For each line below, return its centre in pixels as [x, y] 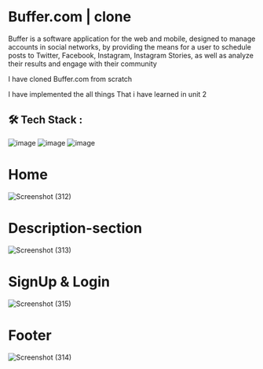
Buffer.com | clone [70, 17]
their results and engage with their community [82, 64]
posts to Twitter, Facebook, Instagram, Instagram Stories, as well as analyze [131, 55]
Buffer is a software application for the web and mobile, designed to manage [132, 39]
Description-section [75, 228]
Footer [30, 335]
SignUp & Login [59, 281]
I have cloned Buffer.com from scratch [70, 79]
